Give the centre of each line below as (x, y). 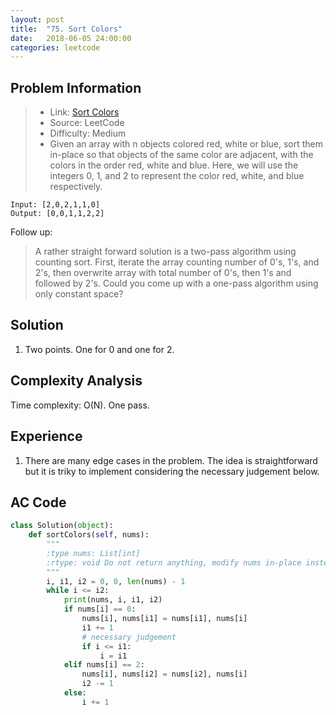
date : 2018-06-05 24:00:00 (71, 38)
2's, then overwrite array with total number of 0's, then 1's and (163, 273)
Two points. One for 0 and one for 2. (99, 349)
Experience (46, 436)
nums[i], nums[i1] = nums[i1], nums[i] (164, 619)
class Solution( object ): (62, 526)
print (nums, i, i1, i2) (113, 600)
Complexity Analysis (76, 381)
